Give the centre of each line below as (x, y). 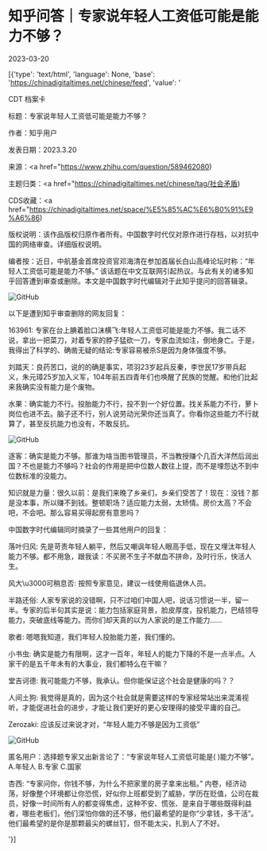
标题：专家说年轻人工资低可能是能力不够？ (78, 115)
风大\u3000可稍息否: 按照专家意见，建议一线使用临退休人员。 (109, 583)
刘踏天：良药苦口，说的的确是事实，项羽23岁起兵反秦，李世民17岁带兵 (124, 367)
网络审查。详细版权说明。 (64, 244)
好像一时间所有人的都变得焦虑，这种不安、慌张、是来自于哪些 (123, 803)
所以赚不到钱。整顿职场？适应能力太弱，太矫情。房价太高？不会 (147, 503)
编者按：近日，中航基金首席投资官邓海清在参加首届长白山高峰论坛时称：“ (128, 261)
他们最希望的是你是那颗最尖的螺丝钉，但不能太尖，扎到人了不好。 (116, 823)
